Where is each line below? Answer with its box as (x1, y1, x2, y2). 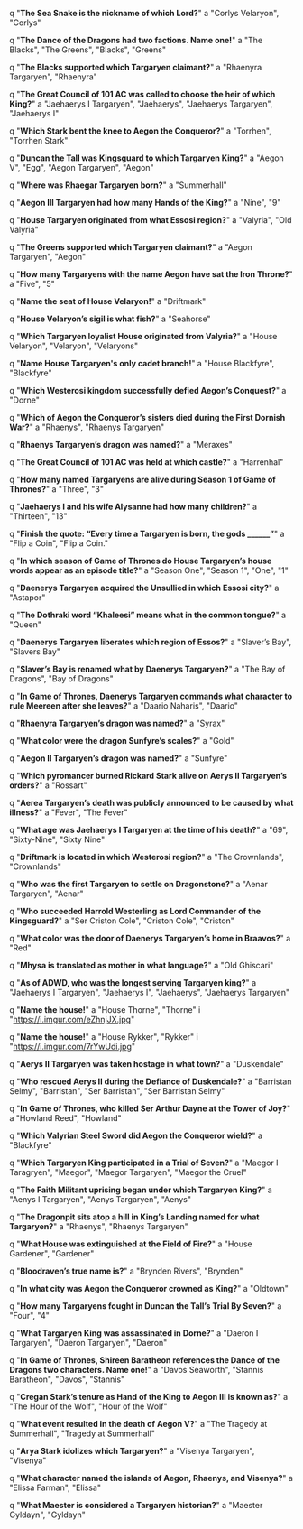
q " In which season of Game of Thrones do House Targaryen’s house (9, 555, 272, 566)
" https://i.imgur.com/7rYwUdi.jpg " (9, 1042, 136, 1052)
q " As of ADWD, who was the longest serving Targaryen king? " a (9, 978, 257, 987)
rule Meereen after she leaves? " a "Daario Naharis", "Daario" (9, 700, 239, 711)
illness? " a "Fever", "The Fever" (9, 807, 128, 818)
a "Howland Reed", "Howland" (9, 1113, 122, 1123)
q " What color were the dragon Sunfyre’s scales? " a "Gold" (9, 736, 234, 746)
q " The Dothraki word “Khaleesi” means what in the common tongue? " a (9, 609, 287, 620)
